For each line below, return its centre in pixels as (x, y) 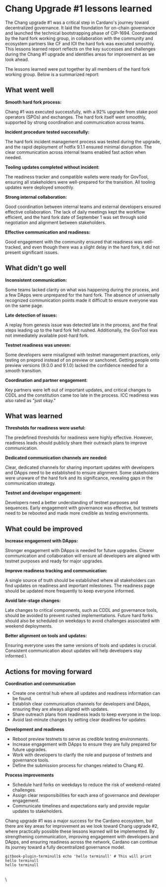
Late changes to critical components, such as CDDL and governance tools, (82, 610)
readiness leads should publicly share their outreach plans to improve (76, 443)
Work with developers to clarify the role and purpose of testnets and (82, 755)
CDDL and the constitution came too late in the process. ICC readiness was (82, 395)
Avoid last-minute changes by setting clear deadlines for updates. (80, 720)
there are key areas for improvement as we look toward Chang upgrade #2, (82, 826)
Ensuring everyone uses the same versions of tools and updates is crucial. (81, 646)
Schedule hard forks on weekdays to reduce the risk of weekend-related (86, 785)
